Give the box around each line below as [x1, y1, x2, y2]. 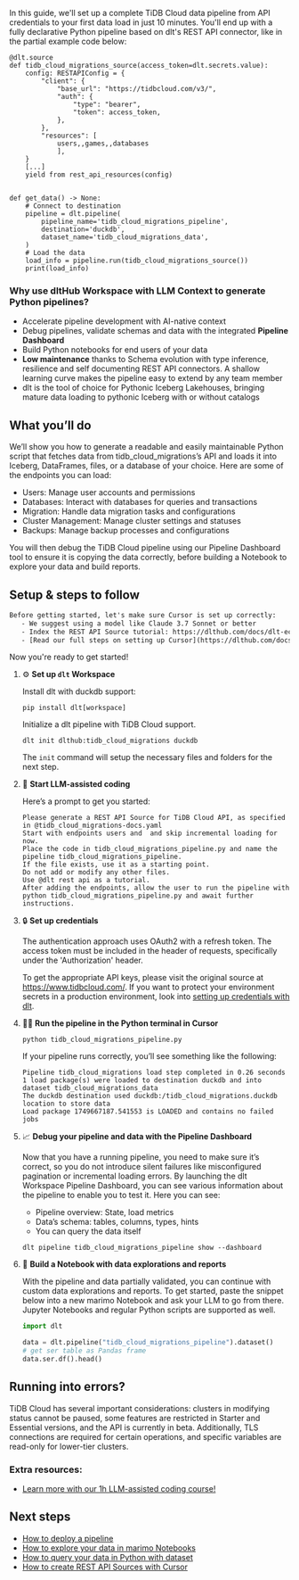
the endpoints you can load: [9, 470, 112, 481]
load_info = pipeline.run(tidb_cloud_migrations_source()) [25, 256, 249, 265]
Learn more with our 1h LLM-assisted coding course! [21, 1484, 216, 1494]
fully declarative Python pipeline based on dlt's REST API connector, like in [9, 27, 283, 37]
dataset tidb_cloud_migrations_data [21, 1084, 158, 1093]
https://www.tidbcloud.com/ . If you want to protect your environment [21, 981, 275, 993]
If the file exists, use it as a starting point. [21, 860, 211, 869]
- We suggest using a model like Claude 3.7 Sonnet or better [20, 619, 256, 628]
